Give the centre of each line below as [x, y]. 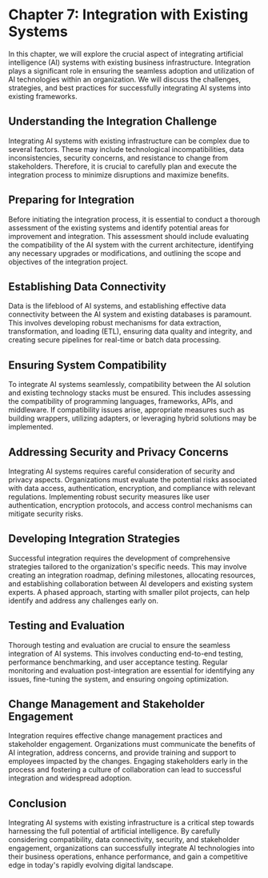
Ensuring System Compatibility [88, 365]
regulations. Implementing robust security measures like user [109, 497]
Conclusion [38, 803]
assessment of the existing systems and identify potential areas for [119, 227]
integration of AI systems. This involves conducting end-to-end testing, [126, 653]
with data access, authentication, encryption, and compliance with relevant [132, 488]
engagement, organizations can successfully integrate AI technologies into [132, 848]
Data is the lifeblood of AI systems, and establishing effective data [117, 306]
